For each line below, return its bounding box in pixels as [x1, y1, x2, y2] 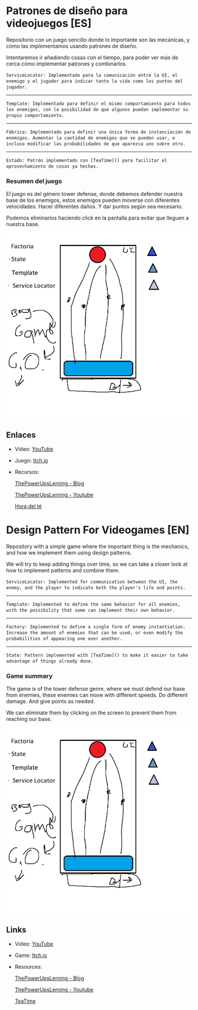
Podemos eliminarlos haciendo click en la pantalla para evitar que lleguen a [6, 214, 189, 222]
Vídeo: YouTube [14, 445, 54, 452]
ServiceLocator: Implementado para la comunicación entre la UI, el [6, 72, 178, 78]
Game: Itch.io [14, 952, 48, 959]
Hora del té [14, 503, 42, 510]
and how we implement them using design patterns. [6, 549, 133, 556]
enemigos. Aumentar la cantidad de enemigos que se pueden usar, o [6, 135, 176, 141]
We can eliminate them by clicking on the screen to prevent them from [6, 709, 177, 716]
